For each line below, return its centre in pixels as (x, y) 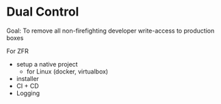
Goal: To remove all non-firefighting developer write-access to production (110, 31)
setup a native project (47, 64)
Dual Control (43, 12)
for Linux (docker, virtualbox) (67, 71)
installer (27, 78)
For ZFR (17, 51)
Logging (28, 93)
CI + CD (27, 86)
